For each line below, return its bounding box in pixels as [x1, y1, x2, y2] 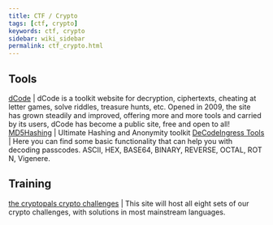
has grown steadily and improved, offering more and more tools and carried [8, 110, 262, 120]
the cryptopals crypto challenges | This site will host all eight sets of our [8, 198, 249, 208]
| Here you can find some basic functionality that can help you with [8, 136, 233, 146]
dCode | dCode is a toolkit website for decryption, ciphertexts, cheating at [8, 93, 257, 103]
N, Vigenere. [8, 153, 50, 163]
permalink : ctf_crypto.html [8, 42, 104, 50]
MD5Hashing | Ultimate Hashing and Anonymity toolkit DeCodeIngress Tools [8, 127, 265, 138]
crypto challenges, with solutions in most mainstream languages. [8, 207, 226, 217]
